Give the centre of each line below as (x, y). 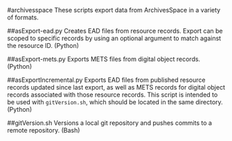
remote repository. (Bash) (44, 130)
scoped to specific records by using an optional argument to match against (114, 38)
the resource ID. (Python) (43, 45)
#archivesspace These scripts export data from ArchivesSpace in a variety (114, 10)
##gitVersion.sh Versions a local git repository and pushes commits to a (110, 123)
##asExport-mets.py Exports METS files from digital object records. (104, 59)
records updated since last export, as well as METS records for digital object (116, 87)
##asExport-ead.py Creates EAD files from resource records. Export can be (115, 31)
